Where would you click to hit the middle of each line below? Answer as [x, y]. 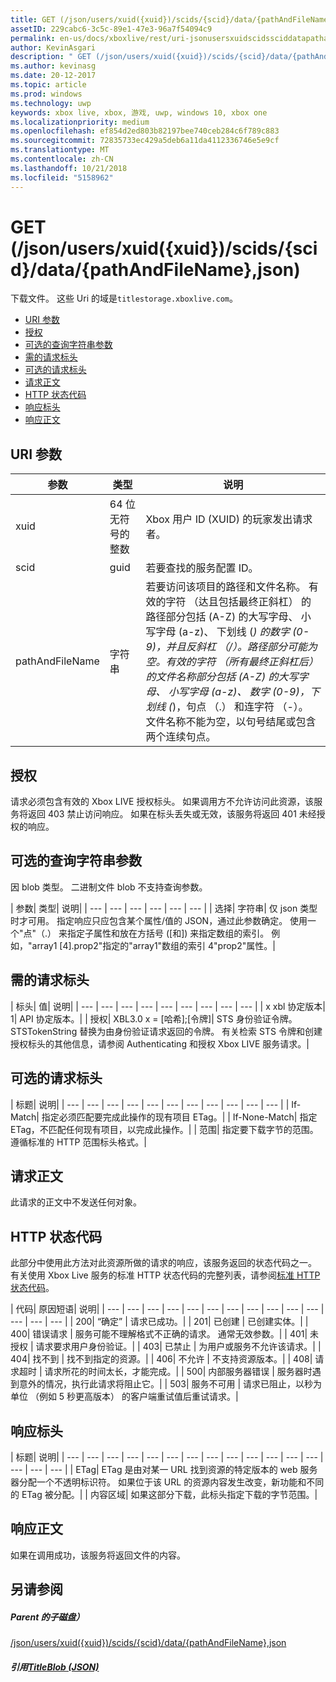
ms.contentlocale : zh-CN [62, 159]
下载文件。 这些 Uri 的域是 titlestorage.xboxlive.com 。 [124, 298]
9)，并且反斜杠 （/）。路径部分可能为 [231, 647]
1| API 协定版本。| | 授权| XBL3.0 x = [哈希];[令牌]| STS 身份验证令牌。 [154, 1018]
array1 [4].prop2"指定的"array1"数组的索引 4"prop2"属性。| [153, 945]
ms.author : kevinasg [53, 66]
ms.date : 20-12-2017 [53, 76]
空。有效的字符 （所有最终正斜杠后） [232, 662]
